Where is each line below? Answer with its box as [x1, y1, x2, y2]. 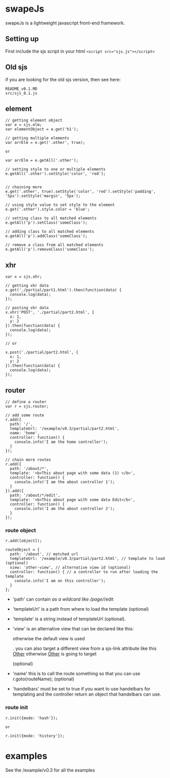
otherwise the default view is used [12, 636, 85, 642]
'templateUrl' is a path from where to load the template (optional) [12, 606, 149, 612]
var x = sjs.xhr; [5, 274, 42, 280]
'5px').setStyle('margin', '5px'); [5, 194, 81, 199]
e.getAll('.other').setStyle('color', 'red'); [5, 171, 106, 176]
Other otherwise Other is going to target [12, 651, 97, 657]
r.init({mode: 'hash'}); [5, 715, 58, 721]
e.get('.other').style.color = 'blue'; [5, 207, 90, 212]
